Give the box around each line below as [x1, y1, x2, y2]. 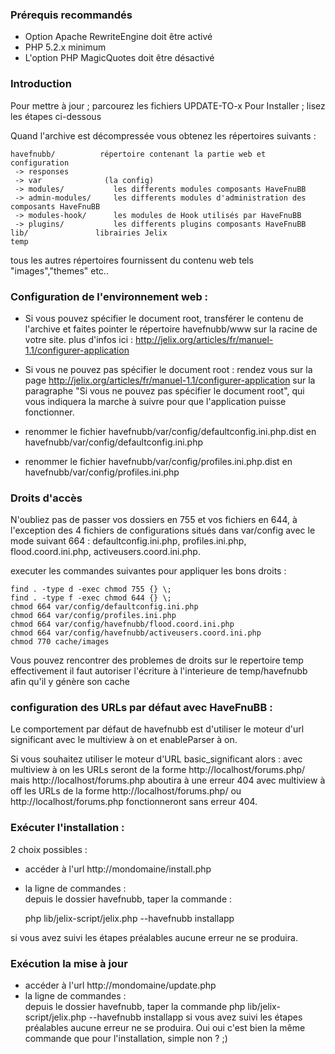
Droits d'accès [10, 491, 83, 505]
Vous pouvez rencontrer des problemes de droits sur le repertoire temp [10, 654, 304, 667]
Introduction [10, 77, 72, 91]
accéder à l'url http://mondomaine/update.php [24, 979, 217, 992]
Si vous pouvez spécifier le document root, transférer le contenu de [24, 312, 304, 324]
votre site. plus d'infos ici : [24, 333, 134, 345]
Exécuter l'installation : [10, 821, 125, 835]
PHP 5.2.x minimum [24, 41, 107, 53]
